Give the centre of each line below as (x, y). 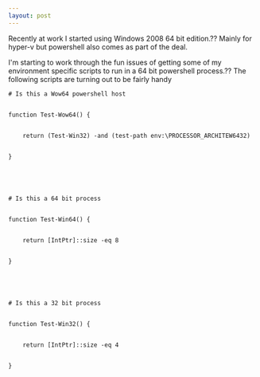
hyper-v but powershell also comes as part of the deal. (98, 47)
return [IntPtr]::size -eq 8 (71, 240)
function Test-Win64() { (49, 219)
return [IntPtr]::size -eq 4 (71, 345)
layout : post (30, 16)
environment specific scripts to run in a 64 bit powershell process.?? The (127, 71)
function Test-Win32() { (49, 324)
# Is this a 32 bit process (55, 303)
